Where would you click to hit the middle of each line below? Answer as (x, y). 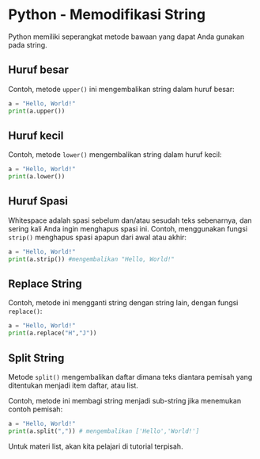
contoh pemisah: (36, 409)
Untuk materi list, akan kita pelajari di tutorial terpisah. (96, 446)
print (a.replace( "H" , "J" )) (53, 333)
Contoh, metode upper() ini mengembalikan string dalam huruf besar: (121, 89)
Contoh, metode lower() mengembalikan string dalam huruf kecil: (115, 155)
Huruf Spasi (38, 201)
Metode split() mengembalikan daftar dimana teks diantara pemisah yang (130, 377)
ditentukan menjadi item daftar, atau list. (73, 385)
